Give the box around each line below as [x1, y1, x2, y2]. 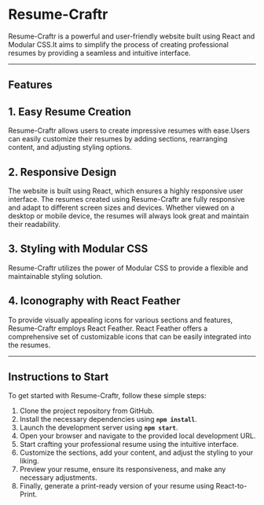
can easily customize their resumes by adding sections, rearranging [8, 134, 228, 144]
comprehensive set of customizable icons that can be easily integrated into [8, 331, 251, 341]
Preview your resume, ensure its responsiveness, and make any [19, 465, 226, 474]
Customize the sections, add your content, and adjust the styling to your [19, 448, 254, 457]
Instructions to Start [8, 370, 109, 383]
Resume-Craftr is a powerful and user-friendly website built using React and [8, 31, 255, 41]
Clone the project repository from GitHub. [19, 406, 155, 415]
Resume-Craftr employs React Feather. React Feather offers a [8, 324, 208, 333]
